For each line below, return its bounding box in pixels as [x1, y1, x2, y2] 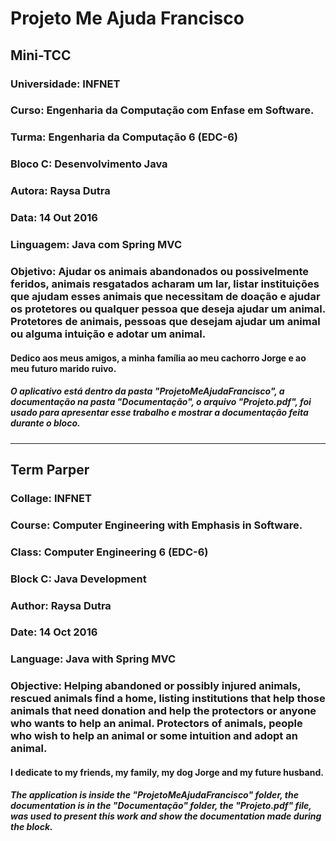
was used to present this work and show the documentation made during [10, 810, 322, 822]
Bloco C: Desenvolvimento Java [10, 157, 168, 171]
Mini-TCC [10, 47, 72, 64]
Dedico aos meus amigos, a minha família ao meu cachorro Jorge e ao [10, 352, 307, 364]
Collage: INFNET [10, 491, 92, 505]
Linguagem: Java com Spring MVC [10, 238, 182, 252]
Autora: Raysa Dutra [10, 184, 111, 198]
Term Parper [10, 461, 90, 478]
